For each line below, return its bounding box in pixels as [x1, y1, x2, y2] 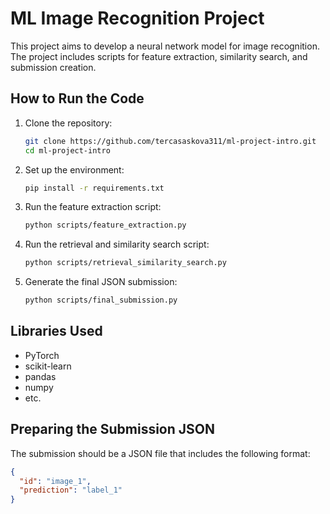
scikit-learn [24, 360, 72, 372]
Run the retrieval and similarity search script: [24, 238, 210, 251]
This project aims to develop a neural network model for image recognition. [10, 40, 320, 52]
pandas [24, 370, 57, 382]
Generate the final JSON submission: [24, 276, 178, 288]
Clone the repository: [24, 117, 113, 129]
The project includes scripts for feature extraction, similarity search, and [10, 50, 308, 62]
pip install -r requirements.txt [24, 183, 165, 193]
